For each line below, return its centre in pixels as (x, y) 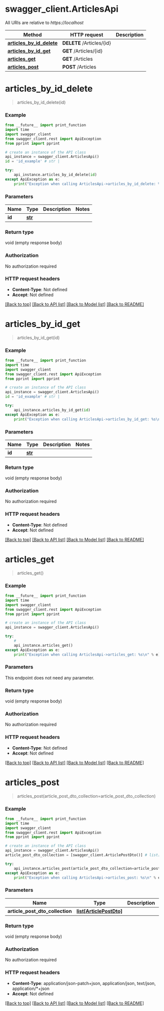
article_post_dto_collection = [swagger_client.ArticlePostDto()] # (76, 855)
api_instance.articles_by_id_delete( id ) (55, 175)
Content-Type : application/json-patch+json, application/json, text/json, (84, 983)
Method (32, 34)
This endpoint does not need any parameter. (50, 678)
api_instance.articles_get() (43, 645)
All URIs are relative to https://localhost (44, 23)
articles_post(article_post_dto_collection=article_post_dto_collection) (86, 796)
